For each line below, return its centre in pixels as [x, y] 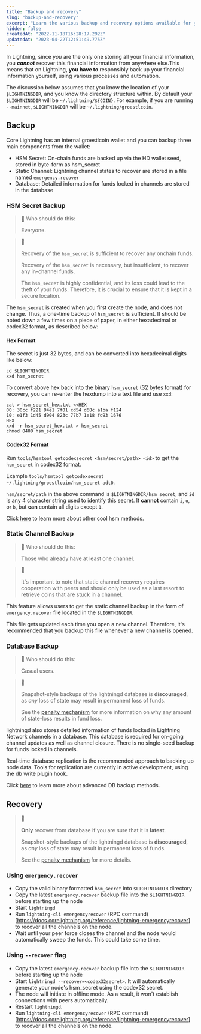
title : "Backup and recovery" [44, 12]
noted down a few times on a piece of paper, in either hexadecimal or [92, 320]
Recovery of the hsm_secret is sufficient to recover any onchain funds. [107, 253]
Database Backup [32, 646]
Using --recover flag [36, 955]
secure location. [41, 296]
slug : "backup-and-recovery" [42, 17]
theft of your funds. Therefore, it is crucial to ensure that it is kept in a [106, 289]
